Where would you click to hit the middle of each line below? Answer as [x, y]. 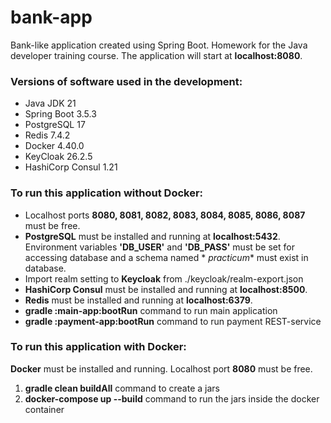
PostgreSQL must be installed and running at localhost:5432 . [152, 236]
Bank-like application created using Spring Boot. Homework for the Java [159, 45]
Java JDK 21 [50, 103]
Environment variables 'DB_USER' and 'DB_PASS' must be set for [159, 247]
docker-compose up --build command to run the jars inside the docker [172, 398]
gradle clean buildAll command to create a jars [122, 388]
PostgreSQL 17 [55, 125]
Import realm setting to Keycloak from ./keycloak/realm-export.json [164, 278]
